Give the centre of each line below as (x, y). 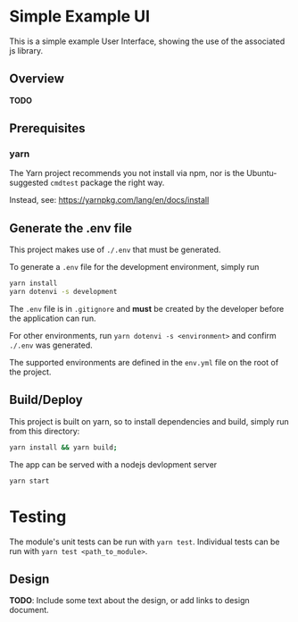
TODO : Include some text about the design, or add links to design (129, 601)
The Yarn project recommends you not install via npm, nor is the (127, 173)
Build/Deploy (46, 400)
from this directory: (45, 431)
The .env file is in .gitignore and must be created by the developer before (147, 309)
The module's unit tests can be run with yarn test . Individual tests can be (145, 542)
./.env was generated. (51, 345)
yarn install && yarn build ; (63, 447)
